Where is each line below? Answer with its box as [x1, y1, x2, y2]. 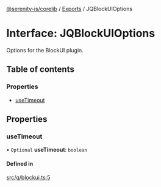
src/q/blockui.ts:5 [6, 174, 51, 181]
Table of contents [6, 64, 74, 75]
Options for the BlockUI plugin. [6, 46, 84, 54]
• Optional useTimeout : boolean [6, 146, 87, 153]
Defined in [6, 160, 34, 167]
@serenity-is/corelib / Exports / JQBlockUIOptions [6, 5, 133, 12]
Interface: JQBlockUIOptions [6, 27, 156, 40]
